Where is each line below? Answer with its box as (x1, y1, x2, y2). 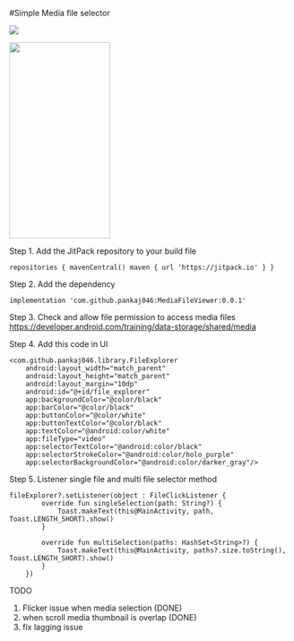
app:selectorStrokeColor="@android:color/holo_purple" (25, 450, 235, 459)
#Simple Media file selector (9, 8, 110, 18)
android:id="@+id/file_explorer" (25, 387, 151, 396)
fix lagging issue (22, 622, 83, 632)
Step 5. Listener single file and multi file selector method (9, 474, 218, 484)
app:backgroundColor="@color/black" (25, 395, 163, 404)
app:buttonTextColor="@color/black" (25, 419, 163, 428)
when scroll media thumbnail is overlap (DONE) (22, 612, 197, 622)
